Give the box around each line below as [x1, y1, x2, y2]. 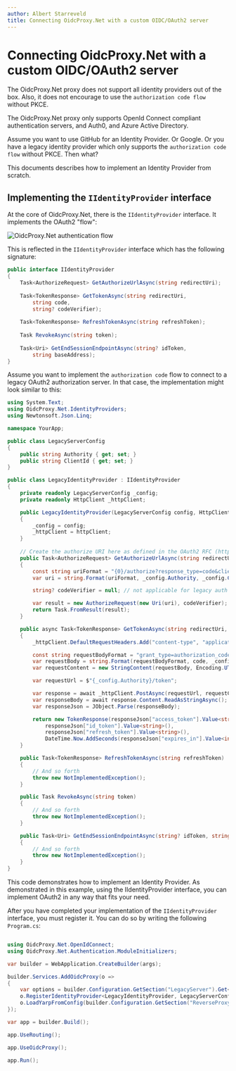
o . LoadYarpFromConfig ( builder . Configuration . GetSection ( [20, 999, 190, 1007]
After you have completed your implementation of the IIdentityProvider [7, 906, 218, 915]
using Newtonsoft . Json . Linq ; [7, 413, 93, 420]
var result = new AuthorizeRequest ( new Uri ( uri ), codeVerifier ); [32, 600, 228, 607]
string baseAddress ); [32, 351, 96, 358]
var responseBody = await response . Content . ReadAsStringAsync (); [32, 696, 228, 703]
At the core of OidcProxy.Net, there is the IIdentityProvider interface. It [7, 211, 216, 219]
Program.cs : [7, 922, 41, 929]
